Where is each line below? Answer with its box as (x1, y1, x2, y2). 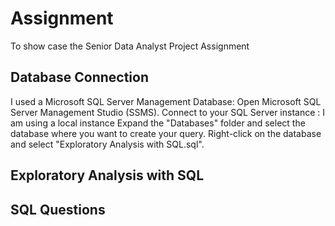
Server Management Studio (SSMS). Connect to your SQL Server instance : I (10, 106, 326, 118)
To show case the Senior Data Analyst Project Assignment (10, 40, 250, 52)
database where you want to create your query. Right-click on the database (10, 127, 322, 139)
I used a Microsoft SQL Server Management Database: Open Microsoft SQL (10, 95, 322, 107)
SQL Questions (10, 201, 106, 218)
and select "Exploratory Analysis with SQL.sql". (10, 138, 205, 150)
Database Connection (10, 69, 149, 86)
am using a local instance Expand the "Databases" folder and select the (10, 117, 306, 129)
